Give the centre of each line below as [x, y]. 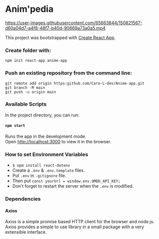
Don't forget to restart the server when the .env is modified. [73, 186]
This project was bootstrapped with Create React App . [60, 38]
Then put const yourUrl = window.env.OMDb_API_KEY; [66, 181]
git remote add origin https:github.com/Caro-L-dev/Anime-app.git [75, 83]
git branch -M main [25, 87]
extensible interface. [26, 232]
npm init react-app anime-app [36, 61]
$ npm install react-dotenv [41, 166]
